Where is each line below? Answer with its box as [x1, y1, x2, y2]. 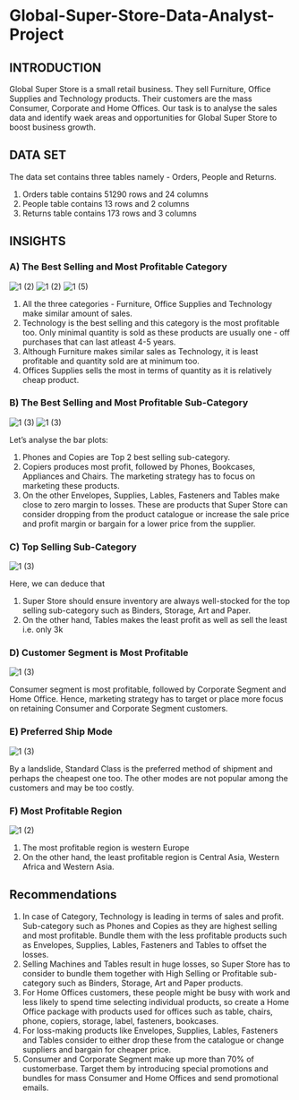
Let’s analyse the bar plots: [9, 434, 109, 445]
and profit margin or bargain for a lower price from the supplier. [21, 518, 256, 529]
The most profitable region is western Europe [21, 842, 190, 853]
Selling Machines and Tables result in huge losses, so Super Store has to [21, 959, 291, 969]
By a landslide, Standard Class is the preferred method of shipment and [9, 763, 273, 774]
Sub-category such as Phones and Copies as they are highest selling [21, 920, 278, 931]
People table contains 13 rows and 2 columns [21, 198, 190, 209]
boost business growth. [9, 122, 97, 132]
